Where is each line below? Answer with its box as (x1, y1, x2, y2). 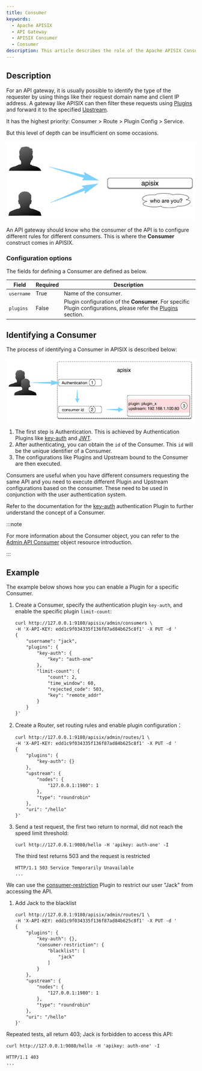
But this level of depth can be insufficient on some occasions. (6, 129, 159, 137)
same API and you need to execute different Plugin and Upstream (6, 478, 168, 485)
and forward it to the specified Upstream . (6, 106, 108, 113)
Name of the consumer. (64, 289, 123, 297)
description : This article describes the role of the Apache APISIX (6, 48, 182, 54)
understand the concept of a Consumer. (6, 509, 105, 516)
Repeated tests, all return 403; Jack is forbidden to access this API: (6, 1031, 173, 1038)
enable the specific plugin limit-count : (14, 608, 112, 615)
